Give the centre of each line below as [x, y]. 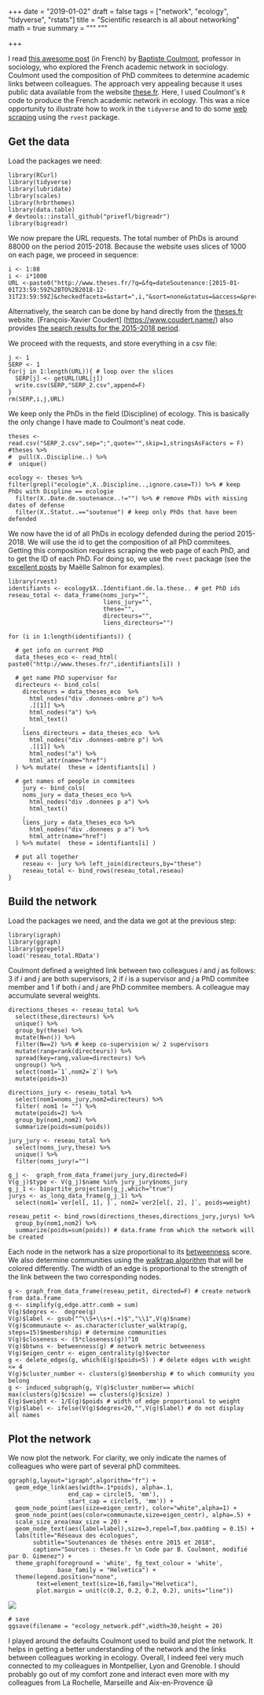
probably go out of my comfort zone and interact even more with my [119, 1675]
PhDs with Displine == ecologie [61, 491]
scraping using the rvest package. [64, 117]
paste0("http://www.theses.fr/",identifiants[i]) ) [94, 664]
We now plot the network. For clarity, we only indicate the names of [117, 1458]
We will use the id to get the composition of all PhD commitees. [129, 541]
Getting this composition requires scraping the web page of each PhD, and [129, 550]
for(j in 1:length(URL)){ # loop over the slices [91, 371]
